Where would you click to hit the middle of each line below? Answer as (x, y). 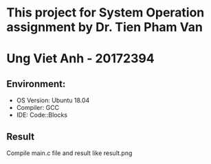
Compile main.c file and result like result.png (69, 153)
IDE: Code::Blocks (42, 115)
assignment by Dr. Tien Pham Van (105, 27)
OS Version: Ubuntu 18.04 (53, 100)
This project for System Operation (105, 13)
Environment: (36, 84)
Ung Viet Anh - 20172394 (81, 59)
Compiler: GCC (38, 108)
